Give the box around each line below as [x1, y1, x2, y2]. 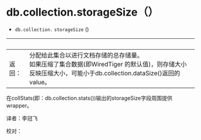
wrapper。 [6, 102, 33, 109]
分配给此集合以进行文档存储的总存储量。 [29, 51, 144, 59]
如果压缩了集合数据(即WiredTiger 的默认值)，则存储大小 [29, 60, 187, 68]
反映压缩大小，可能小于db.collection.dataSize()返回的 [29, 69, 181, 77]
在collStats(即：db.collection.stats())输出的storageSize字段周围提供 [6, 94, 173, 102]
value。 [29, 78, 51, 86]
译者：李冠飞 [6, 114, 38, 121]
